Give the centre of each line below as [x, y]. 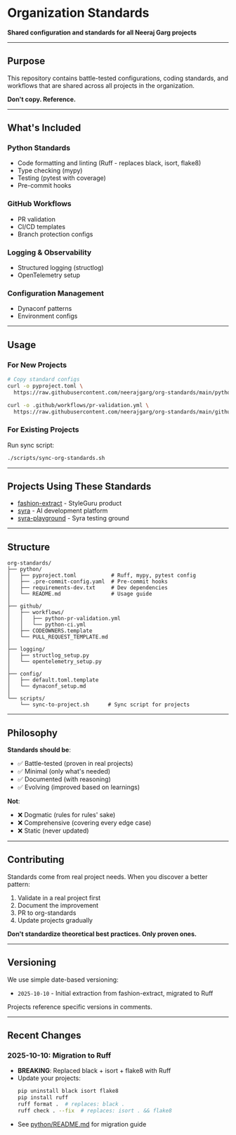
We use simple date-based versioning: [63, 980]
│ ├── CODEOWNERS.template [50, 631]
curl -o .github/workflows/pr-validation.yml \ [78, 405]
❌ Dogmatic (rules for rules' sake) [66, 815]
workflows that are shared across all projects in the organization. [101, 85]
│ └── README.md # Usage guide [80, 594]
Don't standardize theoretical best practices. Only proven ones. [102, 934]
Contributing [36, 860]
